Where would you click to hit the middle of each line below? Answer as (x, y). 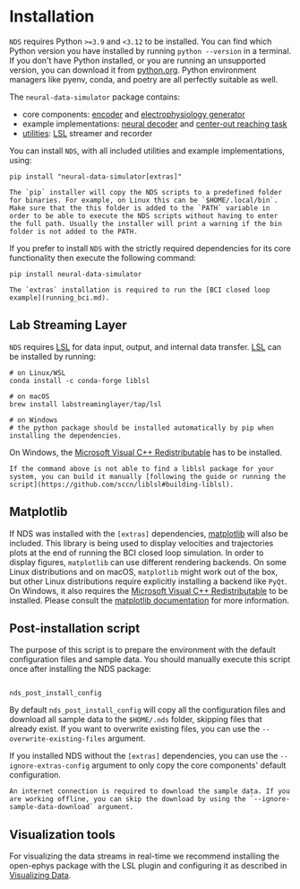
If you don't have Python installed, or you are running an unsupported (137, 60)
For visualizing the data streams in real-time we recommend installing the (145, 856)
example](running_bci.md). (60, 298)
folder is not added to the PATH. (74, 231)
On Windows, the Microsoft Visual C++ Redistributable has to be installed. (146, 452)
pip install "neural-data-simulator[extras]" (95, 177)
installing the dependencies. (66, 436)
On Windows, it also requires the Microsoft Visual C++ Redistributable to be (149, 590)
